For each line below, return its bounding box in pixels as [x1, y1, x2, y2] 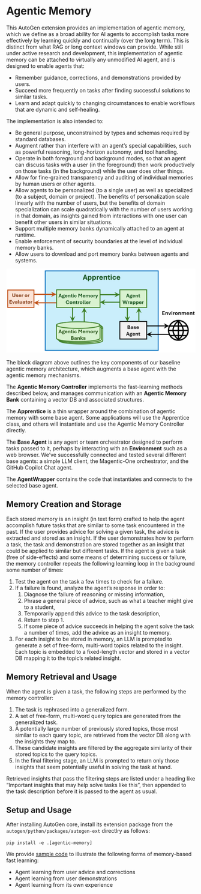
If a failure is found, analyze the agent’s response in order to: [14, 584, 165, 591]
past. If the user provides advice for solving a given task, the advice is [6, 528, 179, 535]
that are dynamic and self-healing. [14, 106, 100, 113]
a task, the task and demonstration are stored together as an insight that [6, 540, 185, 548]
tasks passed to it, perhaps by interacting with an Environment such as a [6, 444, 187, 452]
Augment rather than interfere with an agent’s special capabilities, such [14, 142, 191, 149]
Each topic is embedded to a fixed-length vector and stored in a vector [14, 648, 190, 655]
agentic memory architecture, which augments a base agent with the [6, 365, 176, 372]
